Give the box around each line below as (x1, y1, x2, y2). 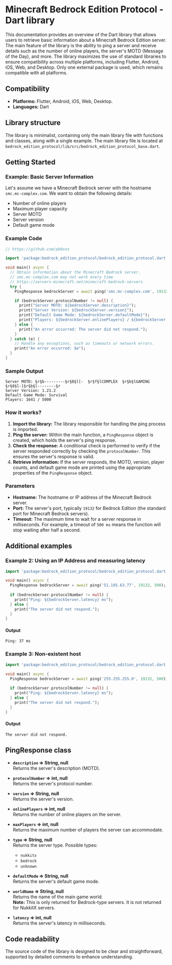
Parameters (5, 482, 35, 489)
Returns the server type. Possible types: (12, 842, 98, 848)
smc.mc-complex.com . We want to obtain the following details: (5, 190, 133, 196)
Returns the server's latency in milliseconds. (12, 920, 106, 926)
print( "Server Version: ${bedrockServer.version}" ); (18, 308, 134, 313)
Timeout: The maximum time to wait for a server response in (12, 516, 141, 522)
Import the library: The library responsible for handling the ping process (12, 421, 166, 427)
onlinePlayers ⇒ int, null (12, 805, 66, 812)
